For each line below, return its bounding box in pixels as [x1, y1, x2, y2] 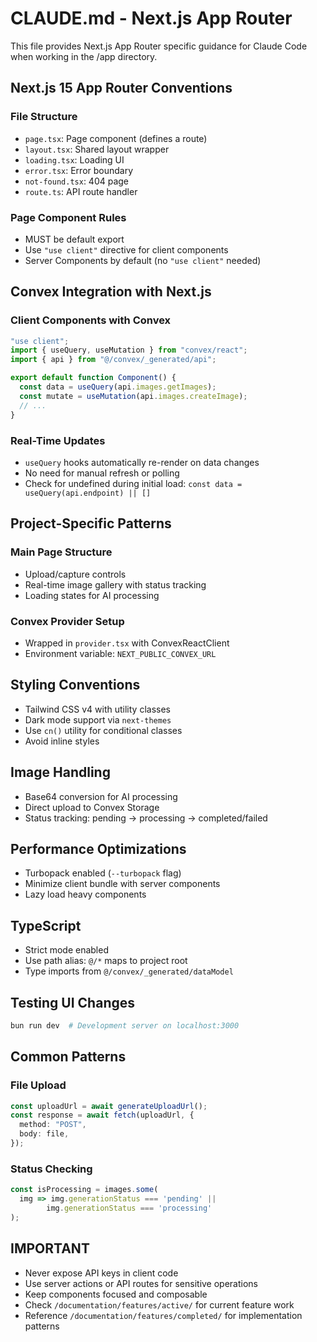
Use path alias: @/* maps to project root [24, 955, 188, 967]
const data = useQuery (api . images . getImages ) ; [19, 382, 217, 392]
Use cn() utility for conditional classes [24, 724, 183, 736]
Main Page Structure [10, 545, 113, 559]
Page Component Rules [10, 210, 127, 224]
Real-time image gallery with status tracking [24, 578, 207, 591]
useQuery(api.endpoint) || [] [24, 488, 152, 498]
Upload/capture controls [24, 568, 127, 580]
